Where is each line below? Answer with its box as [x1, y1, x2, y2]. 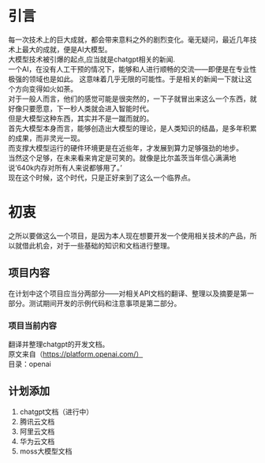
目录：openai [8, 359, 51, 368]
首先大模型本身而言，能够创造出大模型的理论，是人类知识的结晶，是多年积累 [8, 123, 257, 133]
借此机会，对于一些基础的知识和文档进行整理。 [21, 241, 174, 250]
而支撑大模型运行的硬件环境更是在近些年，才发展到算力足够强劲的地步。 [8, 143, 243, 152]
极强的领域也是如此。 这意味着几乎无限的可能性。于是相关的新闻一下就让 [8, 74, 245, 84]
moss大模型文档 [19, 446, 73, 456]
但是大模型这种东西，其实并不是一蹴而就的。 [8, 114, 154, 123]
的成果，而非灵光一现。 [8, 133, 84, 143]
